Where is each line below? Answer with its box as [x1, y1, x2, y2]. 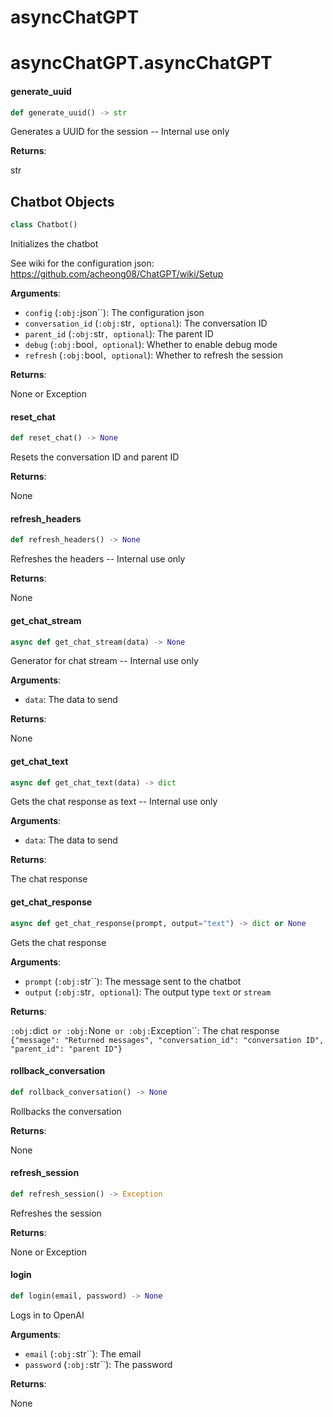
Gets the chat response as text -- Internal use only [10, 796, 218, 808]
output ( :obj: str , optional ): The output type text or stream [24, 986, 272, 998]
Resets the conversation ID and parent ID [10, 451, 180, 463]
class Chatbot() [10, 220, 78, 230]
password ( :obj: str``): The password [24, 1358, 173, 1370]
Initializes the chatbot [10, 238, 99, 250]
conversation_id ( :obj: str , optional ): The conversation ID [24, 317, 268, 330]
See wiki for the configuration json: [10, 257, 155, 270]
